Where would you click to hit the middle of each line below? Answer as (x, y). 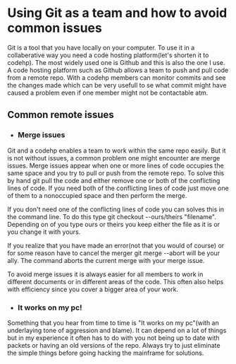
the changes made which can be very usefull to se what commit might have (117, 85)
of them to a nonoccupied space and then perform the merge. (97, 195)
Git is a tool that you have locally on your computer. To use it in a (101, 47)
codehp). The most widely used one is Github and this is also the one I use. (116, 62)
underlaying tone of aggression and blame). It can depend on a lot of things (117, 330)
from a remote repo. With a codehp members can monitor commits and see (117, 77)
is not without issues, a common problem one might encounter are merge (114, 158)
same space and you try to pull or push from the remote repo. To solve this (116, 173)
